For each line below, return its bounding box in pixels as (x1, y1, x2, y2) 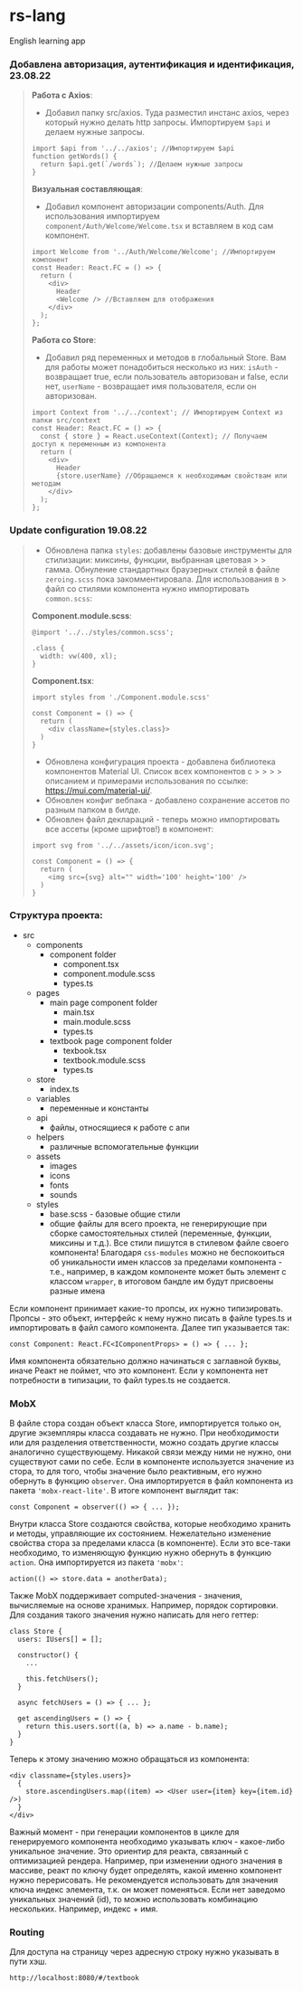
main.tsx (62, 1006, 95, 1018)
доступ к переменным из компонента (31, 440, 166, 449)
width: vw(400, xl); (40, 651, 118, 660)
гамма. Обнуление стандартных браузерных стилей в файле (44, 564, 280, 574)
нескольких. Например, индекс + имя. (9, 1903, 158, 1914)
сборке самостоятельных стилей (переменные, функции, (49, 1228, 272, 1238)
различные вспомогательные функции (49, 1141, 199, 1152)
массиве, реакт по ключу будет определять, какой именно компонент (9, 1865, 282, 1876)
